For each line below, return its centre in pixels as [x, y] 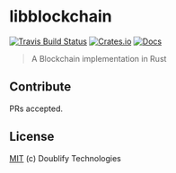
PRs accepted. [36, 108]
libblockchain [61, 17]
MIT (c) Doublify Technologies [65, 158]
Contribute [40, 87]
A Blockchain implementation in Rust [99, 58]
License [32, 137]
